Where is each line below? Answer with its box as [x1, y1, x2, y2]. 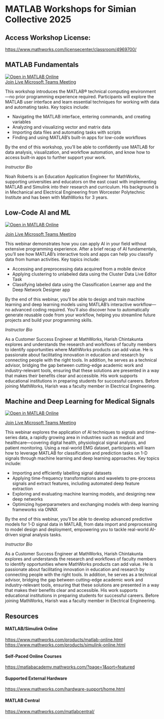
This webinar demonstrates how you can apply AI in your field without [5, 241, 146, 247]
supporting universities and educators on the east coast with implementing [5, 178, 157, 185]
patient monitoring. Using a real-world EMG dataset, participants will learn [5, 445, 155, 451]
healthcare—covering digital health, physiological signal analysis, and [5, 440, 146, 445]
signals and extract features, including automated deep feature [12, 480, 140, 487]
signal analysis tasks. [19, 532, 62, 538]
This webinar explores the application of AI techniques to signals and [5, 429, 145, 435]
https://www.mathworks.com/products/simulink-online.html [5, 642, 126, 648]
